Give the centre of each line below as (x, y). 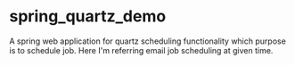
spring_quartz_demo (88, 16)
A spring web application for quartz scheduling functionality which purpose (148, 41)
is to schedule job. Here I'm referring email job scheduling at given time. (141, 50)
